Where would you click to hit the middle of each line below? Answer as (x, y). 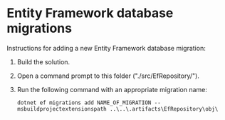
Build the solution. (43, 61)
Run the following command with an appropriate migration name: (112, 89)
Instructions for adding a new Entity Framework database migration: (106, 48)
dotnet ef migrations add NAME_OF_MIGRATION (84, 102)
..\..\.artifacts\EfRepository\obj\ (164, 109)
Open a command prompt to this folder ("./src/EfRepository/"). (108, 76)
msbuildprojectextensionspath (62, 109)
